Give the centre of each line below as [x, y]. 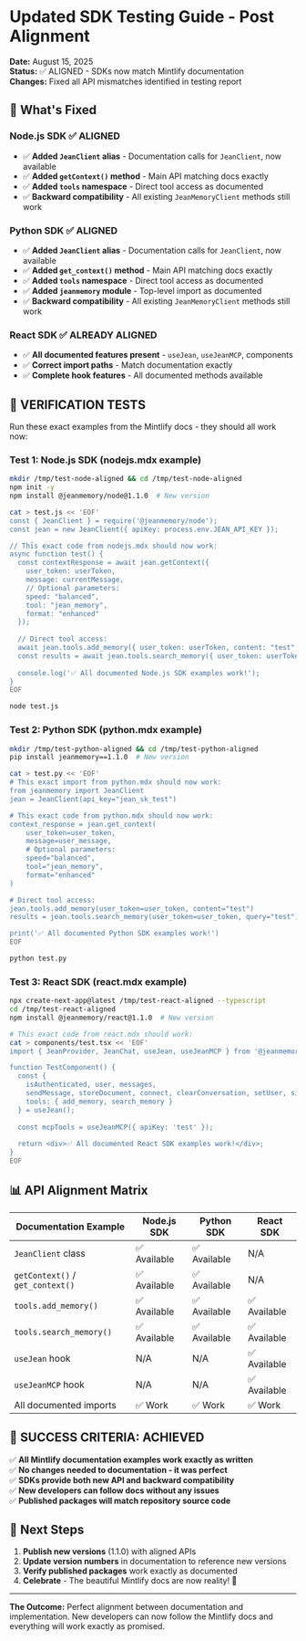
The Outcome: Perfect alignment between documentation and [127, 1607]
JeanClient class [50, 1253]
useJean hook [42, 1358]
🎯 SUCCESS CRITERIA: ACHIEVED [107, 1438]
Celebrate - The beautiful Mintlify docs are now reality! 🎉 [130, 1581]
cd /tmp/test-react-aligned [63, 1009]
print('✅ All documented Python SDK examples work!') [114, 934]
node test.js [34, 706]
